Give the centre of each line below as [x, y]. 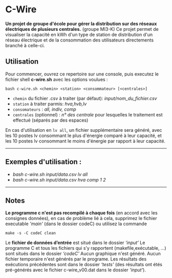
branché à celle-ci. [25, 45]
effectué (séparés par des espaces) [50, 120]
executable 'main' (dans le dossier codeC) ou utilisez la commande [76, 224]
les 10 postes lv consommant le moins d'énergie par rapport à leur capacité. [85, 141]
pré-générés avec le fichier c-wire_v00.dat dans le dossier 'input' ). [76, 270]
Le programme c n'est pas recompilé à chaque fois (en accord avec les [81, 213]
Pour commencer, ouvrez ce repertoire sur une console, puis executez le [82, 74]
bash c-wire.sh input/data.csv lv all [50, 174]
